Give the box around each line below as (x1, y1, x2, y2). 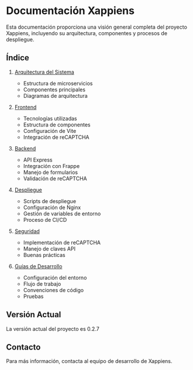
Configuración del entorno (23, 274, 87, 281)
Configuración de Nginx (23, 204, 81, 211)
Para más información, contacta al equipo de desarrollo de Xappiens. (6, 358, 173, 365)
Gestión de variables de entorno (23, 210, 101, 217)
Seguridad (14, 227, 40, 235)
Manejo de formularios (23, 169, 78, 176)
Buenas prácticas (23, 251, 66, 258)
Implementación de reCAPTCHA (23, 239, 101, 246)
